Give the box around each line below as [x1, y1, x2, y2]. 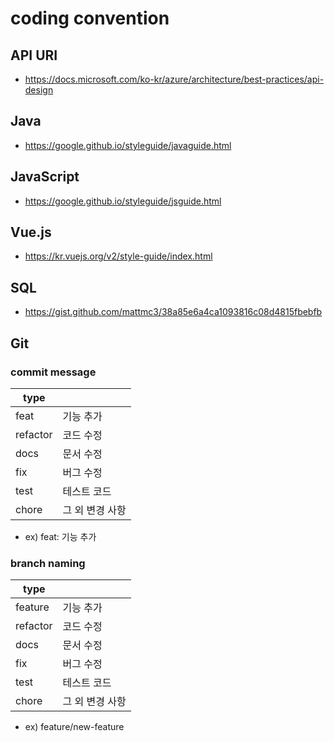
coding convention [10, 7, 170, 30]
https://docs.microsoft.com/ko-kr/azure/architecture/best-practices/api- [24, 73, 325, 85]
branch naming [10, 556, 86, 570]
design [24, 84, 54, 96]
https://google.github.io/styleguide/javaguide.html [24, 139, 232, 151]
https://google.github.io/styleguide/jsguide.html [24, 195, 222, 207]
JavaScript [10, 168, 80, 186]
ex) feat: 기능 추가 [24, 530, 97, 542]
